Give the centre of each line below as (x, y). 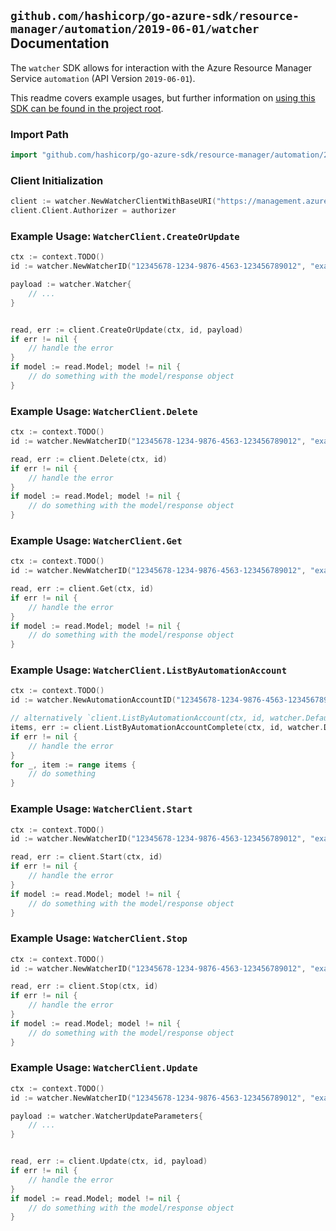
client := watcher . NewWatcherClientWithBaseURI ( (113, 201)
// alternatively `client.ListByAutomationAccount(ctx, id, (138, 718)
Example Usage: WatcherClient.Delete (104, 411)
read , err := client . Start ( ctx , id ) (86, 857)
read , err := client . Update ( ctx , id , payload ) (109, 1161)
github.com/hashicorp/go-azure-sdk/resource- (155, 16)
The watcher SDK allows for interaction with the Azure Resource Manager (161, 67)
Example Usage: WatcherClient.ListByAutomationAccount (149, 670)
